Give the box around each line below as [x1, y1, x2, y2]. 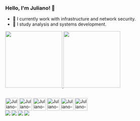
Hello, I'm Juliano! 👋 [5, 5, 56, 12]
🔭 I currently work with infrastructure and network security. [12, 16, 136, 22]
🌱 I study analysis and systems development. [12, 21, 107, 27]
